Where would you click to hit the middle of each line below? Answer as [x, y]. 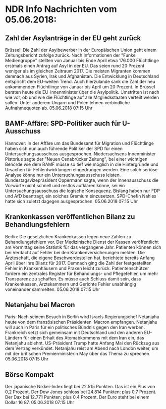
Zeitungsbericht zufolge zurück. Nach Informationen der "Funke [71, 55]
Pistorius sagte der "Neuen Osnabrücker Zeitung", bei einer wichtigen [76, 159]
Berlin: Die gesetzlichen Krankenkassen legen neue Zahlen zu [68, 236]
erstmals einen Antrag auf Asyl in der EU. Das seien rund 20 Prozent [75, 66]
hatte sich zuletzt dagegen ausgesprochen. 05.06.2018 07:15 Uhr [72, 201]
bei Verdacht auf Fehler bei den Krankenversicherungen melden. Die [75, 252]
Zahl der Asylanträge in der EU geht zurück [73, 38]
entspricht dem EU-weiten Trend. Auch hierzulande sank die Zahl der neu [80, 81]
